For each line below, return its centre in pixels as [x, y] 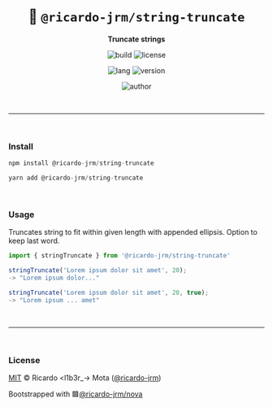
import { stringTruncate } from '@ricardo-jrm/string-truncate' [119, 256]
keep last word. [34, 241]
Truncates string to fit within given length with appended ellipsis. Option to [133, 232]
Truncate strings [136, 39]
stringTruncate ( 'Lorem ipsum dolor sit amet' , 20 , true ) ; [108, 292]
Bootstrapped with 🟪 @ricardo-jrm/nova [76, 394]
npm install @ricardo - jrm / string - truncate [81, 163]
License [24, 360]
